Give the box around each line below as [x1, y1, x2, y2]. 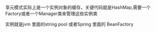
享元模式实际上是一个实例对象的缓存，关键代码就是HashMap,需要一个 [5, 4, 151, 10]
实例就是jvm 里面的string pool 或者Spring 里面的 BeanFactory [5, 21, 134, 27]
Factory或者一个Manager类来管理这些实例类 [5, 10, 98, 16]
